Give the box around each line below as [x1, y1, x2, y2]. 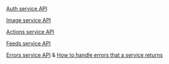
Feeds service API [6, 40, 51, 47]
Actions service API [6, 28, 55, 35]
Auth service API [6, 5, 48, 12]
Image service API [6, 17, 51, 23]
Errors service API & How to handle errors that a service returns [6, 51, 163, 59]
